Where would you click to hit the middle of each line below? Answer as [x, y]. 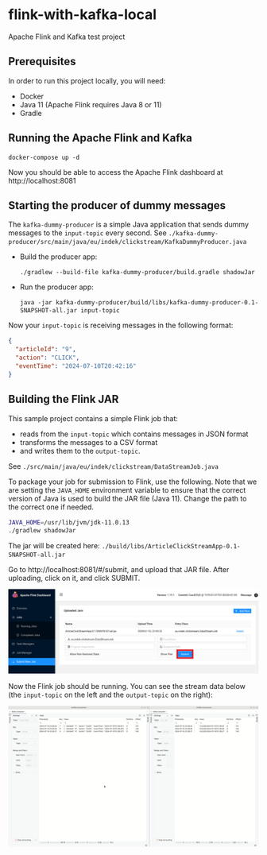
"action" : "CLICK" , [48, 358]
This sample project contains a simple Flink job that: [93, 418]
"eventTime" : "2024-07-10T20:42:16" [76, 366]
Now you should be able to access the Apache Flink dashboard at [116, 172]
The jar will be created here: [54, 546]
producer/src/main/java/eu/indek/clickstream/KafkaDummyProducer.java [128, 242]
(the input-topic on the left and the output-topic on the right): [110, 695]
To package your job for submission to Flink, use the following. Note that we [133, 482]
